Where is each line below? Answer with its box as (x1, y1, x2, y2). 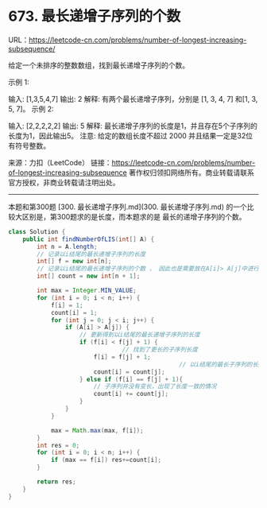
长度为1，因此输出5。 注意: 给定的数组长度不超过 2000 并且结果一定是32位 (8, 130, 253, 140)
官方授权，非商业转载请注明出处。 (8, 177, 120, 187)
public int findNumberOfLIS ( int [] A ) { (22, 235, 155, 243)
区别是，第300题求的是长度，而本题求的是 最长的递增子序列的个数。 (21, 211, 246, 221)
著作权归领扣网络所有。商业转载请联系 (128, 168, 254, 177)
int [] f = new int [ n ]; (37, 258, 112, 266)
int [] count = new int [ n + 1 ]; (37, 272, 141, 281)
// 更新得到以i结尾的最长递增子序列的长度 (79, 331, 200, 339)
